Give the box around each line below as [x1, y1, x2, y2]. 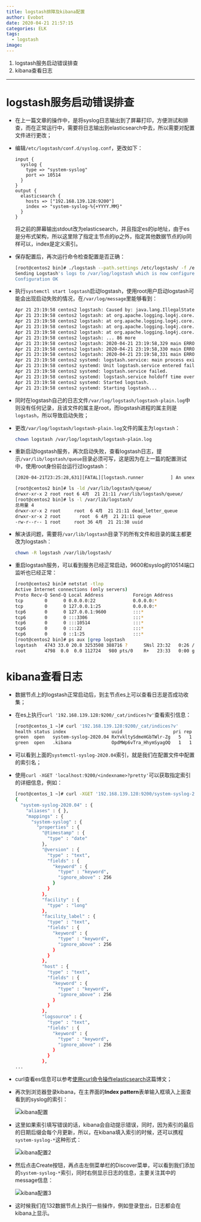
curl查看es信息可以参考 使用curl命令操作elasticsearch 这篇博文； [14, 1075, 172, 1082]
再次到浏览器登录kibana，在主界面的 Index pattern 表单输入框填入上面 [14, 1088, 187, 1095]
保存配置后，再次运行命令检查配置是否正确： [14, 253, 126, 260]
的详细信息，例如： [14, 779, 63, 787]
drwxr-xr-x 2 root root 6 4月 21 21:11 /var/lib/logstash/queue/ [14, 491, 184, 497]
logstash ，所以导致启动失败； [14, 412, 90, 419]
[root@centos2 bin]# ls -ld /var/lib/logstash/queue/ [14, 486, 152, 492]
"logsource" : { [41, 1014, 83, 1020]
